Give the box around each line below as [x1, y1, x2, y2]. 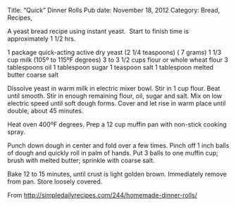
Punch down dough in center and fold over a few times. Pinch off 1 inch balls [7, 141, 230, 150]
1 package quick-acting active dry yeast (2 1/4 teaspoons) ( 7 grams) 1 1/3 [7, 49, 222, 56]
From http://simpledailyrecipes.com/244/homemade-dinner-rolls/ [7, 191, 197, 199]
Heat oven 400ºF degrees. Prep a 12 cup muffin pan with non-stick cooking [7, 120, 227, 129]
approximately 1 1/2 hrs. [7, 34, 76, 43]
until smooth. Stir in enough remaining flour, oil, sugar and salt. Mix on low [7, 91, 223, 100]
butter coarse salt [7, 70, 58, 79]
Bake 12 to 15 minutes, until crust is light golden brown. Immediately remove [7, 170, 227, 178]
